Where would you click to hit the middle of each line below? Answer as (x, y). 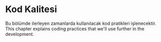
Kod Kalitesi (31, 9)
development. (20, 34)
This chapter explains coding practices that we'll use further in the (75, 28)
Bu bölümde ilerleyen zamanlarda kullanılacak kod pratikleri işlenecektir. (81, 23)
